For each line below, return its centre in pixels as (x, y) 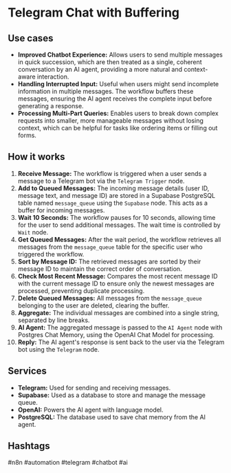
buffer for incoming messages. (61, 210)
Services (27, 371)
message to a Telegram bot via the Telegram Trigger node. (101, 181)
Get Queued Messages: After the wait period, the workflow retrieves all (119, 239)
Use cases (31, 38)
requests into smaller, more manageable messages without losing (110, 121)
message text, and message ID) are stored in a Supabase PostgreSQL (117, 195)
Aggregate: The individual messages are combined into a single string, (118, 312)
